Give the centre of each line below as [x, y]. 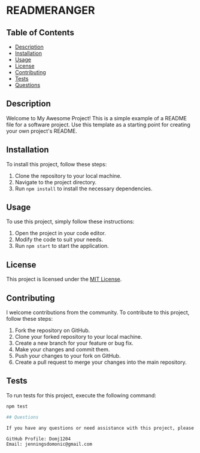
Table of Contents [40, 33]
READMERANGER [51, 10]
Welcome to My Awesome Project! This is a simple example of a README [97, 118]
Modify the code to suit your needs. [59, 239]
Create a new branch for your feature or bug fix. [74, 343]
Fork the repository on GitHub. [52, 330]
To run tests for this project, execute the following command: [81, 395]
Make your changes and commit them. [62, 349]
